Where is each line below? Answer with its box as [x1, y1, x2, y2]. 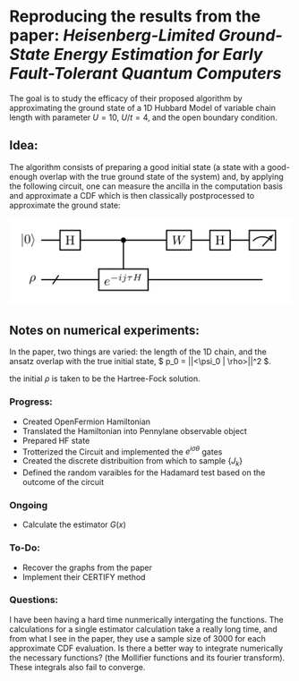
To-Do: [9, 541, 40, 554]
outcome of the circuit [21, 476, 105, 487]
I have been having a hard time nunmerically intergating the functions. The [9, 614, 284, 625]
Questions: [9, 593, 59, 606]
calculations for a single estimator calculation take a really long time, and [9, 624, 278, 634]
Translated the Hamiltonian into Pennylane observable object [21, 425, 248, 436]
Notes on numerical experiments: [9, 322, 200, 337]
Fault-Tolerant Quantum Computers [9, 64, 282, 84]
